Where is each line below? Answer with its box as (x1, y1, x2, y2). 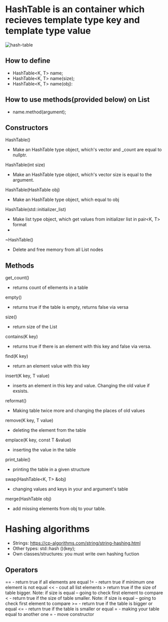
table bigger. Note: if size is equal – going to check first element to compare (5, 590, 163, 596)
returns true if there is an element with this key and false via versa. (12, 343, 152, 350)
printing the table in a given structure (12, 467, 90, 473)
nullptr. (12, 152, 27, 158)
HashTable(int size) (5, 162, 46, 168)
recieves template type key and (5, 14, 140, 26)
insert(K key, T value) (5, 373, 50, 379)
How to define (5, 57, 51, 65)
